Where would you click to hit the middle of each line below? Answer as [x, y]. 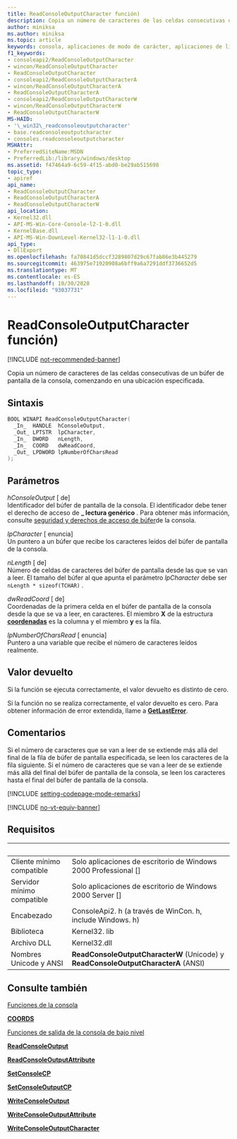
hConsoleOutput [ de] [39, 498]
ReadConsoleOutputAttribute [51, 1060]
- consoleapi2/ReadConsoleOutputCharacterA [72, 80]
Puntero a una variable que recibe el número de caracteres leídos [102, 643]
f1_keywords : [26, 54]
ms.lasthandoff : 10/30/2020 [49, 284]
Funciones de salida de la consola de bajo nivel [76, 1032]
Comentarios [37, 733]
